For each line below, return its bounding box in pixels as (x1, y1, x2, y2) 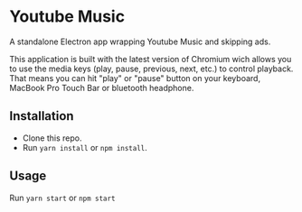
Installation (9, 108, 74, 124)
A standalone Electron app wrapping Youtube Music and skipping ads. (9, 36, 271, 47)
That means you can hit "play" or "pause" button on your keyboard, (9, 72, 260, 83)
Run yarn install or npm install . (22, 142, 147, 152)
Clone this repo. (22, 133, 82, 143)
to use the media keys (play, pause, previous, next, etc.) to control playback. (9, 63, 294, 74)
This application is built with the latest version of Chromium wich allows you (9, 53, 292, 64)
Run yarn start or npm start (9, 192, 116, 203)
